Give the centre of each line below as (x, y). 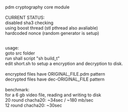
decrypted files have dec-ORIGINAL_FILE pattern (55, 79)
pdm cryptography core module (37, 7)
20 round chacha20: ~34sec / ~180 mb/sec (49, 100)
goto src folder (20, 53)
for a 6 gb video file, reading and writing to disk (53, 95)
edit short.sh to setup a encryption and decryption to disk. (64, 64)
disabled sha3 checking (29, 23)
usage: (12, 48)
